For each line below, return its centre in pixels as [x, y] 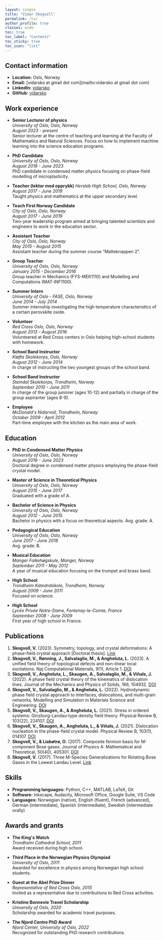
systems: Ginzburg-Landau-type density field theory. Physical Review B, [85, 715]
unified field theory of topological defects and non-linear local [74, 663]
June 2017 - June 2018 [35, 541]
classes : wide [19, 28]
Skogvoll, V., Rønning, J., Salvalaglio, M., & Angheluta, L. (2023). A [81, 658]
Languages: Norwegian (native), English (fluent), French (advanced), [81, 800]
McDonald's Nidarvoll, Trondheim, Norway [55, 412]
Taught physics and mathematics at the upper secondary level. [75, 197]
